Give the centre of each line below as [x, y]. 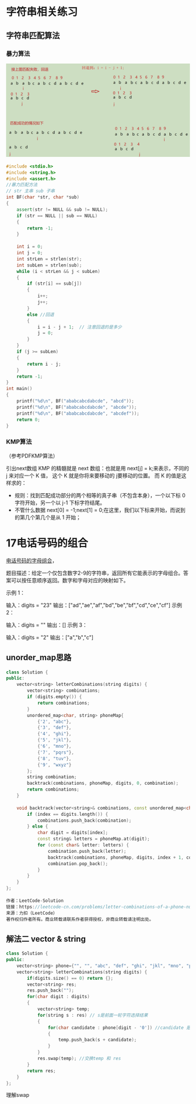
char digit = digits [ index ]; [73, 833]
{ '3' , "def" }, [54, 728]
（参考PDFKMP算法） [32, 456]
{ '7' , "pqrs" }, [56, 752]
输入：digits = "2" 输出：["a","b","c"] [50, 637]
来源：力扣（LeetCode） [32, 913]
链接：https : [20, 907]
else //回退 [41, 315]
